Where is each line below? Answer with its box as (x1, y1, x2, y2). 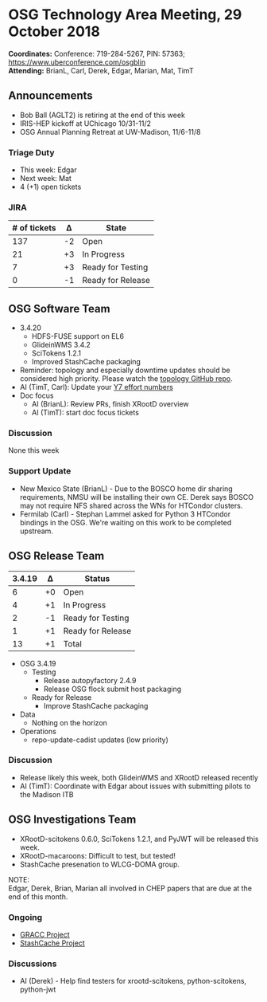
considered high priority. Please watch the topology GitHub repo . (19, 374, 233, 383)
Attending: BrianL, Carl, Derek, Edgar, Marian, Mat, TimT (8, 65, 194, 75)
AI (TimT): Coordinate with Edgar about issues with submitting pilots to (19, 781, 251, 791)
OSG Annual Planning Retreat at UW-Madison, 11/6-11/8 (19, 127, 201, 136)
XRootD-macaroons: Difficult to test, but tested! (19, 851, 176, 860)
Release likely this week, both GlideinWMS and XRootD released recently (19, 772, 258, 782)
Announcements (8, 89, 93, 103)
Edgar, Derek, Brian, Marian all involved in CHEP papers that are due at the (8, 883, 253, 893)
